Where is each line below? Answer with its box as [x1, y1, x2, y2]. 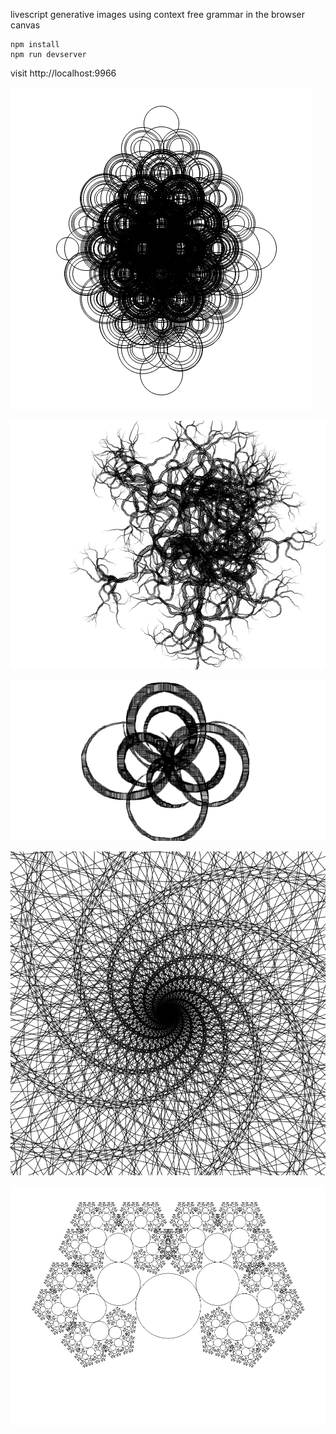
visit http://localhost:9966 [10, 67, 117, 79]
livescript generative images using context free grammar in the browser [10, 9, 306, 20]
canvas [10, 19, 41, 31]
